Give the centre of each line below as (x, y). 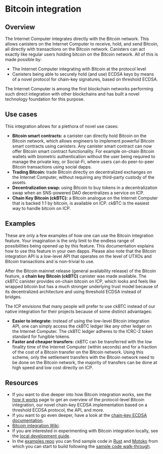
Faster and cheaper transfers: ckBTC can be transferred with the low (82, 341)
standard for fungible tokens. (41, 336)
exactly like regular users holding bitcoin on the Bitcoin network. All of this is (81, 54)
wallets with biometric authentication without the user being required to (84, 156)
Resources (22, 383)
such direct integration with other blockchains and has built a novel (72, 94)
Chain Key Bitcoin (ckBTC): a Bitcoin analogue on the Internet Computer (85, 198)
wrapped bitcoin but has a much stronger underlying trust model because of (81, 286)
